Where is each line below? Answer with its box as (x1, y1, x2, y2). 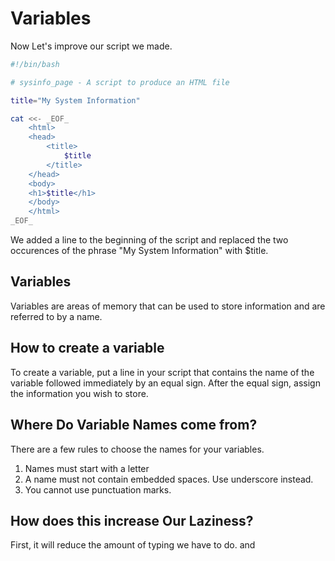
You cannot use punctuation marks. (24, 483, 172, 496)
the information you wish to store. (10, 387, 149, 399)
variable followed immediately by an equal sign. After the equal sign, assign (10, 377, 321, 389)
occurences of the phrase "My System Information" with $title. (10, 245, 269, 257)
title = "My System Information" (10, 95, 141, 106)
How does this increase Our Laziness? (10, 512, 254, 529)
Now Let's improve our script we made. (10, 40, 173, 52)
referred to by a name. (10, 310, 103, 322)
